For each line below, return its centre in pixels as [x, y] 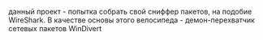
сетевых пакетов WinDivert [55, 28]
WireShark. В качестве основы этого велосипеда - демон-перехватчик [132, 20]
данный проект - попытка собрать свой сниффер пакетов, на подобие [130, 12]
